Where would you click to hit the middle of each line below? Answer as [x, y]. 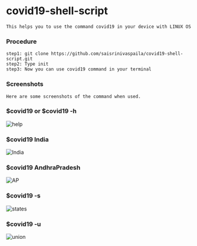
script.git [19, 59]
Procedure [22, 41]
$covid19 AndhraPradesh [43, 168]
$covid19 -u [24, 224]
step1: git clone [27, 54]
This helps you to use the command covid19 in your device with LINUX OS [99, 27]
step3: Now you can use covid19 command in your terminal [79, 69]
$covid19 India [27, 139]
